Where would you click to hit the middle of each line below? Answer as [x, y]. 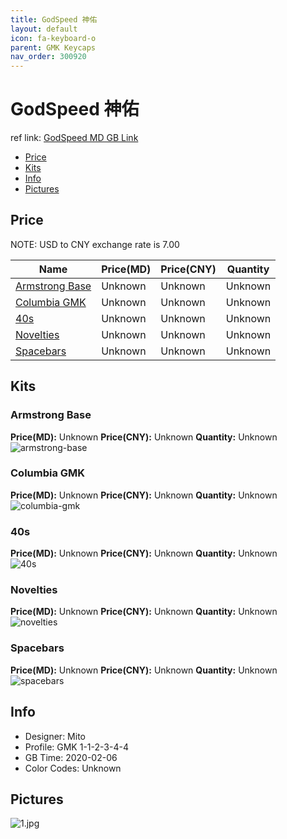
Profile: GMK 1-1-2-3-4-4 [76, 747]
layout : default [44, 29]
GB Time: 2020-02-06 [71, 757]
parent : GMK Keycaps [53, 47]
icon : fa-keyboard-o [53, 38]
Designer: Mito [55, 736]
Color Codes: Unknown [73, 768]
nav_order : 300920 [48, 57]
